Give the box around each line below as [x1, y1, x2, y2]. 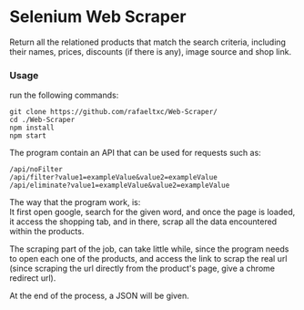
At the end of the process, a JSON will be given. [9, 290, 189, 302]
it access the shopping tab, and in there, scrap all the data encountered [9, 216, 278, 227]
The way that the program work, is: [9, 197, 141, 208]
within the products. [9, 226, 85, 237]
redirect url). [9, 273, 56, 284]
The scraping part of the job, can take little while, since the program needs [9, 243, 289, 254]
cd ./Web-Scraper [9, 116, 76, 125]
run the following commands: [9, 89, 119, 101]
